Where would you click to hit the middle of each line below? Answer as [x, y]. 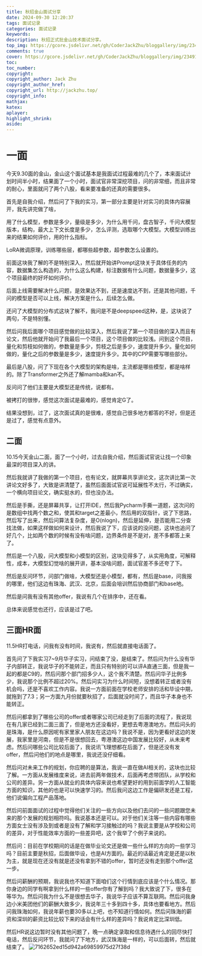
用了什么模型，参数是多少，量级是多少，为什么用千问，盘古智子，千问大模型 [101, 222]
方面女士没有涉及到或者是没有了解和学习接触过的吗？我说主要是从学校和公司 [101, 825]
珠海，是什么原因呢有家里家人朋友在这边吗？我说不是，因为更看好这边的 [101, 731]
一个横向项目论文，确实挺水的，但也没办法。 [62, 492]
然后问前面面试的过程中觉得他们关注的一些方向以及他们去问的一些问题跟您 [98, 810]
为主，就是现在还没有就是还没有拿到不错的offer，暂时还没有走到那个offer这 [100, 861]
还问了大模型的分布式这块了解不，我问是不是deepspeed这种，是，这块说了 [99, 311]
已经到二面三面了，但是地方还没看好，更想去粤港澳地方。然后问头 [109, 724]
